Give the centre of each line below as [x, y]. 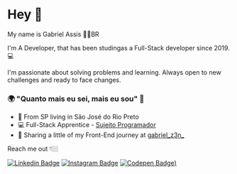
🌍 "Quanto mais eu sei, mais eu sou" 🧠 [76, 99]
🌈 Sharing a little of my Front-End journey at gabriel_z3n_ [101, 135]
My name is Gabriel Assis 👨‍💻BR [53, 34]
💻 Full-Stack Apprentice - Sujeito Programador [87, 125]
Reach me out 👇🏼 [33, 149]
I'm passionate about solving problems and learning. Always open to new [114, 72]
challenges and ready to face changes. [64, 80]
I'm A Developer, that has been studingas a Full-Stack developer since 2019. [119, 48]
